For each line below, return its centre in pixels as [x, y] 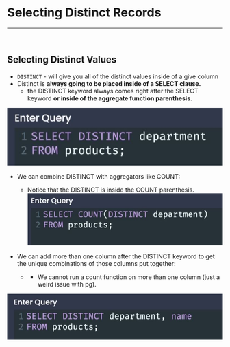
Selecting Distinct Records [84, 13]
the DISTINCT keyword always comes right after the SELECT [113, 91]
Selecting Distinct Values [62, 60]
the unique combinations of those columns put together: [96, 263]
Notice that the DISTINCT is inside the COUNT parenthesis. [111, 190]
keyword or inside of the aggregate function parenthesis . [110, 98]
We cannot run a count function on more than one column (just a [129, 277]
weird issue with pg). [67, 284]
